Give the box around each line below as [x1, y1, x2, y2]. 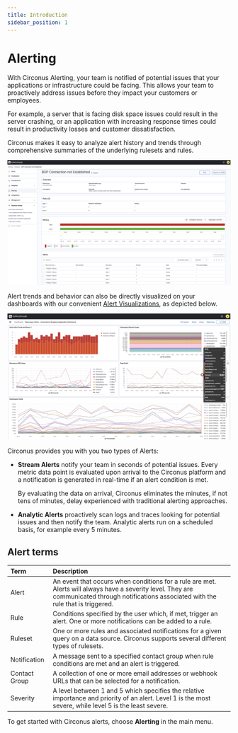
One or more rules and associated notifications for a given [52, 627, 222, 635]
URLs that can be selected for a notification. [52, 676, 181, 685]
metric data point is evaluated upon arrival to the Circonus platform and [17, 468, 227, 477]
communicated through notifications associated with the [52, 591, 217, 601]
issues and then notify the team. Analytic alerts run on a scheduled [17, 518, 213, 526]
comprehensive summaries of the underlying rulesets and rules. [7, 146, 194, 155]
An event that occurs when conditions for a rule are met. [52, 577, 217, 585]
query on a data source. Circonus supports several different [52, 634, 227, 643]
